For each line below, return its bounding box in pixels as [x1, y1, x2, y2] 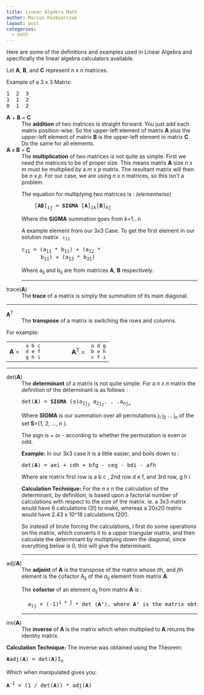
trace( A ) [6, 285, 27, 293]
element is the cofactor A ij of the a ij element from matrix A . [21, 572, 169, 582]
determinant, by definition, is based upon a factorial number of [21, 491, 178, 499]
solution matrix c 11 [21, 233, 70, 241]
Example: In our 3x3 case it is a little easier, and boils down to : [21, 450, 180, 457]
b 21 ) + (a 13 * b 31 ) [40, 254, 95, 262]
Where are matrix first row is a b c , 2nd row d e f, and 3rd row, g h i [21, 473, 191, 480]
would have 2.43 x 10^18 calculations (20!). [21, 511, 129, 518]
